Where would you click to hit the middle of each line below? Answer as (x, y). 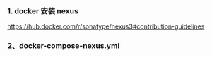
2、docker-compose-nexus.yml (64, 46)
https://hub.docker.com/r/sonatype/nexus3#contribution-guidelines (106, 26)
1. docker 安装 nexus (43, 10)
